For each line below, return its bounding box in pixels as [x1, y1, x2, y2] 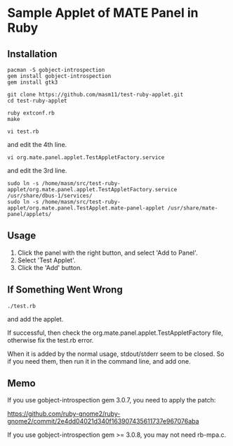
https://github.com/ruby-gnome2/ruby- [7, 409, 121, 418]
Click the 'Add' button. [17, 263, 82, 272]
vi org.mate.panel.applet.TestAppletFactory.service [7, 154, 165, 161]
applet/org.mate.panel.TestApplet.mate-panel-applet [7, 205, 165, 212]
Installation [7, 48, 58, 60]
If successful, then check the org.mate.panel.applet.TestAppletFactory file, [7, 329, 223, 337]
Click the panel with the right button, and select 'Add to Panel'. [17, 248, 198, 257]
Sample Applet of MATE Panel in [7, 5, 199, 21]
